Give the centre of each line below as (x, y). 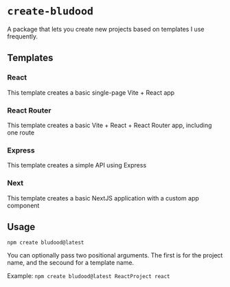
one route (21, 133)
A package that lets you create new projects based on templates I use (106, 29)
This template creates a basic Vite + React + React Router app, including (110, 125)
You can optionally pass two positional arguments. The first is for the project (115, 255)
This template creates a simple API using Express (77, 165)
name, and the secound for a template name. (71, 263)
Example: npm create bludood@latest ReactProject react (89, 276)
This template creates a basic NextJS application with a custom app (103, 198)
